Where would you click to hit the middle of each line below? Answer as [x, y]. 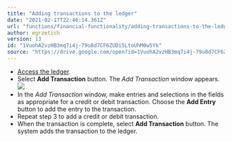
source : [18, 52]
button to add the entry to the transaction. [77, 109]
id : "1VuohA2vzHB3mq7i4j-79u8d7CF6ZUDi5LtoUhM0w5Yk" [85, 45]
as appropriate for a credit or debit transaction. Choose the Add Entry [116, 101]
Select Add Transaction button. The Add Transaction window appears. [118, 79]
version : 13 [24, 39]
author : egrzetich [33, 33]
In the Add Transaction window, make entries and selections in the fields [120, 94]
